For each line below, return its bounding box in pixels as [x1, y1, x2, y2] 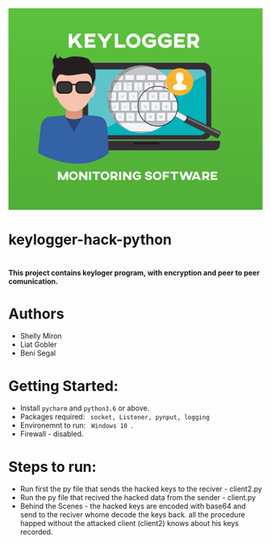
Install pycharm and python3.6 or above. [19, 403, 150, 413]
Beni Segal [19, 348, 56, 358]
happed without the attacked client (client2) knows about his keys [19, 519, 240, 528]
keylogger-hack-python [8, 230, 172, 249]
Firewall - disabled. [19, 429, 84, 439]
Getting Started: [8, 377, 119, 395]
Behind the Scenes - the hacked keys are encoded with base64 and [19, 501, 246, 511]
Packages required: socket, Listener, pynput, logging [19, 412, 210, 422]
